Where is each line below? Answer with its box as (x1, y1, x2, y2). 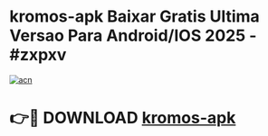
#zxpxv (9, 45, 67, 65)
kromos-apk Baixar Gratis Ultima (9, 6, 260, 27)
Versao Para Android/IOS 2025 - (9, 25, 257, 46)
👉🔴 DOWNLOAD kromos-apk (9, 108, 236, 128)
